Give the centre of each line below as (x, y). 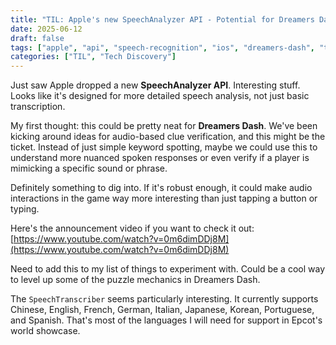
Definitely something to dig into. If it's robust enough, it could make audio (161, 188)
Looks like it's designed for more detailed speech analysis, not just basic (160, 96)
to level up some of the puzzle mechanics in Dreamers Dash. (135, 280)
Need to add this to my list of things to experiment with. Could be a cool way (168, 269)
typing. (25, 209)
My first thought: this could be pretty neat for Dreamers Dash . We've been (164, 126)
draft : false (37, 38)
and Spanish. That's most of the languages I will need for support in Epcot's (166, 320)
